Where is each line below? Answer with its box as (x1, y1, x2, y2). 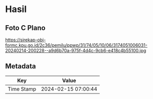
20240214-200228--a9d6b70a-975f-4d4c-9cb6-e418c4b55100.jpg (5, 48, 146, 53)
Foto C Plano (5, 24, 46, 32)
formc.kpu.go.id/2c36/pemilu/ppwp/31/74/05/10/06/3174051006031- (5, 42, 148, 48)
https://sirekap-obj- (5, 37, 46, 43)
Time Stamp (8, 85, 37, 92)
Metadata (5, 62, 36, 71)
